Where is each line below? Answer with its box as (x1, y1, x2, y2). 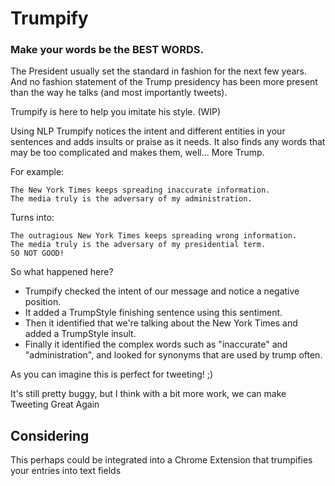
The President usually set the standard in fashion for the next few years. (10, 65, 307, 77)
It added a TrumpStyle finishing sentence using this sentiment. (24, 307, 283, 319)
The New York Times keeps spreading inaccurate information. (10, 185, 271, 196)
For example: (10, 166, 65, 178)
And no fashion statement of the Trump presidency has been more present (10, 76, 318, 88)
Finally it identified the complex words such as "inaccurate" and (24, 338, 288, 351)
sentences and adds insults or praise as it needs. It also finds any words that (10, 136, 326, 148)
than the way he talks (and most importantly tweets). (10, 87, 228, 99)
